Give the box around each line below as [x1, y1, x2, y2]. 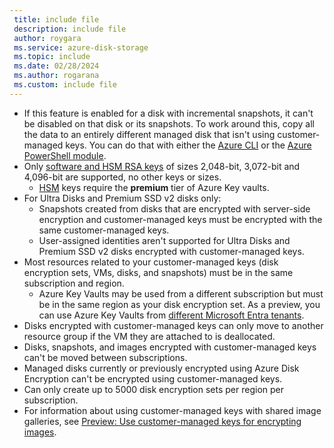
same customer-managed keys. [38, 224, 170, 236]
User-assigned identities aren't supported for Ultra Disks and [38, 234, 291, 246]
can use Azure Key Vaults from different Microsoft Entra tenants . [38, 309, 305, 321]
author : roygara [13, 33, 82, 43]
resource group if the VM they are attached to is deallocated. [23, 330, 276, 342]
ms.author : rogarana [13, 71, 100, 81]
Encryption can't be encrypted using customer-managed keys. [23, 372, 283, 385]
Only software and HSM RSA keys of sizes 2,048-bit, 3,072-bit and [23, 160, 301, 172]
